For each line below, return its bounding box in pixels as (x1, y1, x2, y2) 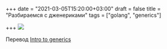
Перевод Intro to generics (5, 36, 71, 43)
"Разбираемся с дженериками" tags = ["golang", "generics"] (5, 11, 162, 19)
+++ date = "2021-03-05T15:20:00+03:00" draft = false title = (5, 5, 161, 12)
